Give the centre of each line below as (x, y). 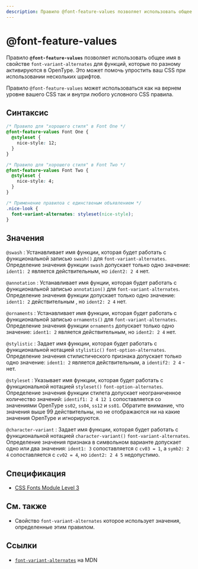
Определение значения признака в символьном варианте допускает (94, 442)
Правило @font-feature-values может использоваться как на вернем (94, 88)
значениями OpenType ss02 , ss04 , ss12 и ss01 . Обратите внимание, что (95, 406)
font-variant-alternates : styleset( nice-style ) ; (73, 214)
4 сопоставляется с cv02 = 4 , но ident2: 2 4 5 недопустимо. (83, 455)
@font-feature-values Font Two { (47, 170)
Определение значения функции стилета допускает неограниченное (94, 393)
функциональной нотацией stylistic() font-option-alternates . (86, 350)
